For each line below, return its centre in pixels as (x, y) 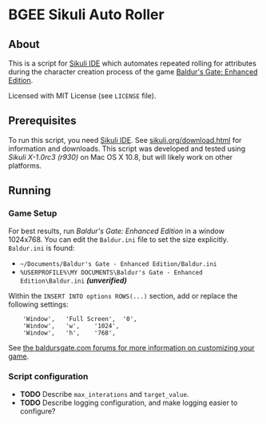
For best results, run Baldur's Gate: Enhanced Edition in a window (117, 231)
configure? (38, 411)
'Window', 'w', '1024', (71, 326)
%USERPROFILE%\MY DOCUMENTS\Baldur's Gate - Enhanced (111, 272)
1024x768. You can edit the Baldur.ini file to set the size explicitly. (119, 239)
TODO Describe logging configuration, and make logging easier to (129, 402)
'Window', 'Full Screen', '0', (80, 319)
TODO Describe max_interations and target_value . (104, 394)
